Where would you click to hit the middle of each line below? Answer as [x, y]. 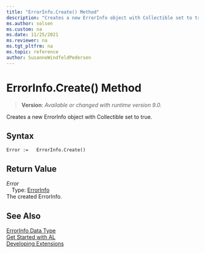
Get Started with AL [31, 237]
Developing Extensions [35, 244]
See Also [23, 216]
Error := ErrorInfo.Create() [46, 150]
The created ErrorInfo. [34, 197]
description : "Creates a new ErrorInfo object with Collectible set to [99, 18]
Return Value [31, 169]
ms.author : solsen [30, 23]
